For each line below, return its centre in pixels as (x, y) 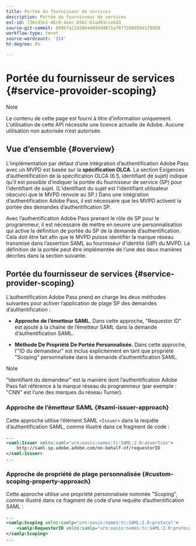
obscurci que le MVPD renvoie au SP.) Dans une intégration (77, 194)
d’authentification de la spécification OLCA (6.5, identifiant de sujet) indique (97, 176)
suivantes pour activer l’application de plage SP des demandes (82, 303)
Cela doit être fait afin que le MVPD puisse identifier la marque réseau (90, 237)
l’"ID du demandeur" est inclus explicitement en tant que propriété (94, 351)
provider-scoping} (40, 283)
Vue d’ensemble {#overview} (60, 149)
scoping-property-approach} (49, 482)
